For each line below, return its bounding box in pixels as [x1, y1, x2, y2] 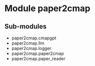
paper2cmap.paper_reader [11, 56, 66, 61]
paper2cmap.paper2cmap [11, 50, 64, 56]
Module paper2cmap [4, 3, 91, 14]
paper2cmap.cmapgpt [11, 35, 57, 41]
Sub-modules [4, 22, 47, 31]
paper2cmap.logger [11, 46, 52, 51]
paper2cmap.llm [11, 40, 45, 46]
